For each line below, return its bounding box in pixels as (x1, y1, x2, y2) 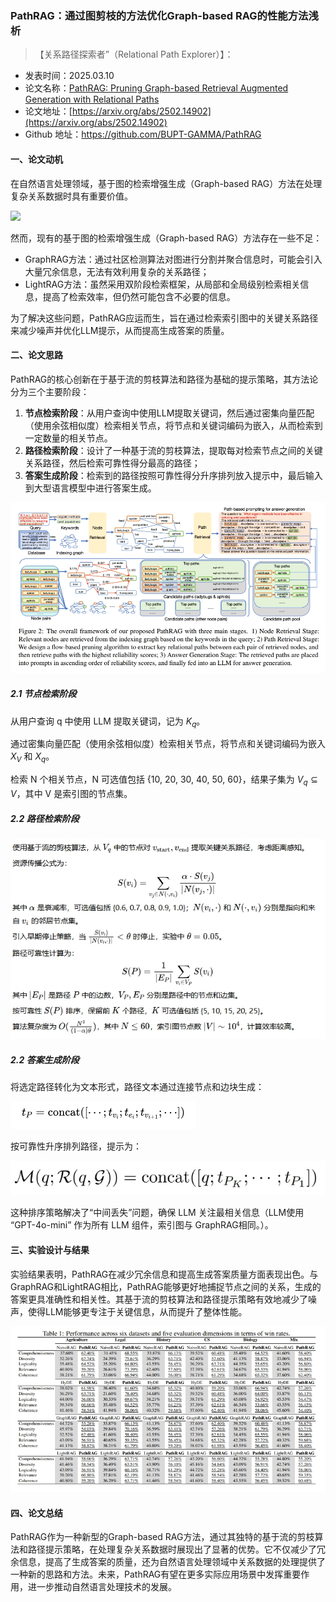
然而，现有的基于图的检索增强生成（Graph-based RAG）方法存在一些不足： (10, 232, 323, 244)
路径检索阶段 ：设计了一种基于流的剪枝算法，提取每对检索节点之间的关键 (24, 444, 323, 456)
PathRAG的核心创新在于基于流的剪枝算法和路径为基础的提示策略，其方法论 (10, 373, 319, 385)
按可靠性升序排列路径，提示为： (10, 1140, 142, 1152)
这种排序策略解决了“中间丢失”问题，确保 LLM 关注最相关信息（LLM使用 (10, 1207, 305, 1219)
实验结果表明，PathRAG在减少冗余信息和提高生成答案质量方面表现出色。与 (10, 1268, 319, 1280)
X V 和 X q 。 (10, 750, 55, 765)
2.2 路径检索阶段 (10, 812, 80, 824)
